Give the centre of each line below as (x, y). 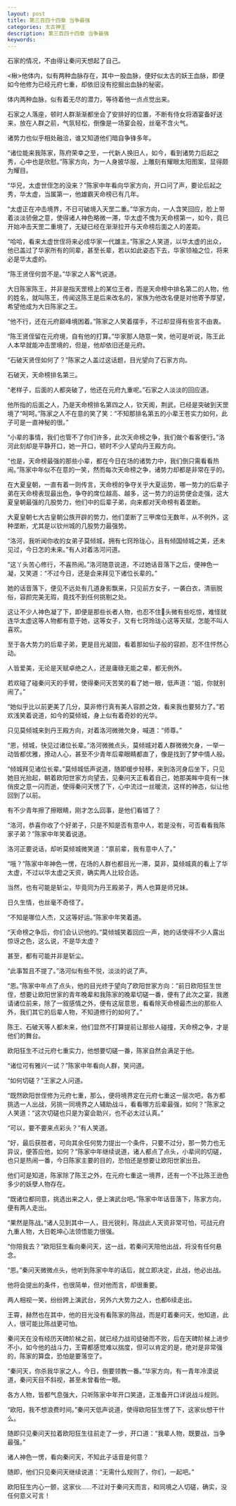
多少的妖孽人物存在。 (38, 1184)
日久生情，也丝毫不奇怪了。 (47, 902)
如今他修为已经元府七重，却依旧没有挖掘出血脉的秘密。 (87, 84)
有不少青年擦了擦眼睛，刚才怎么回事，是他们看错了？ (84, 810)
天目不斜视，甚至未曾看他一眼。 (78, 1380)
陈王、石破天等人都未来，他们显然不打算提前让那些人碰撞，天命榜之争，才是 (118, 1027)
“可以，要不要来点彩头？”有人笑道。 (59, 1128)
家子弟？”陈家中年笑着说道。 (49, 834)
